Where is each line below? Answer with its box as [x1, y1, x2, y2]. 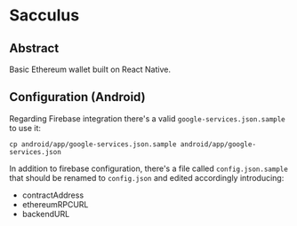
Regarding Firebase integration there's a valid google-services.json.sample [9, 113, 286, 124]
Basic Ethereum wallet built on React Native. [9, 64, 172, 74]
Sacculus [9, 5, 80, 26]
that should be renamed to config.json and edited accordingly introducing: [9, 172, 285, 183]
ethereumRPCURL [21, 199, 89, 209]
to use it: [9, 122, 42, 133]
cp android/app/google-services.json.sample [9, 139, 177, 149]
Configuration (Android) [9, 90, 146, 105]
